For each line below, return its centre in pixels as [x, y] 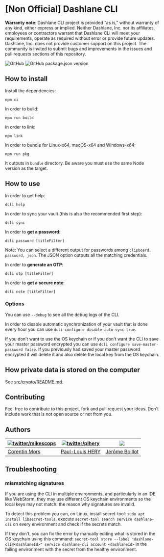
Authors [18, 430]
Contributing [25, 397]
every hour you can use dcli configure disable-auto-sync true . [71, 329]
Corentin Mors [24, 451]
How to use [23, 184]
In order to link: [20, 127]
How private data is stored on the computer [73, 370]
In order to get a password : [33, 232]
